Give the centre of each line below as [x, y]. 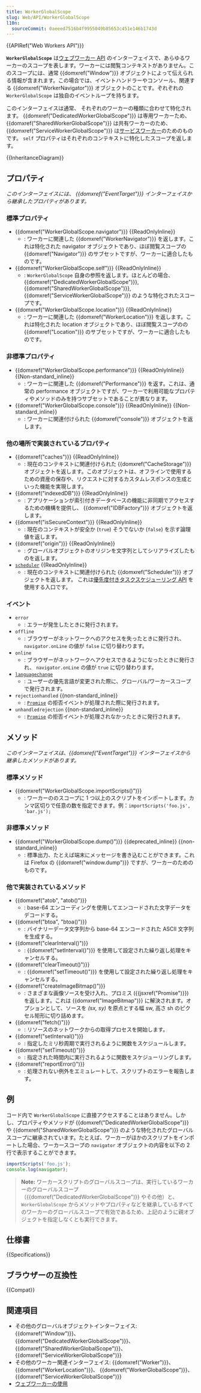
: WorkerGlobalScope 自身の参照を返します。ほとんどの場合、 [99, 275]
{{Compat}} [20, 1290]
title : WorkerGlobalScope [38, 12]
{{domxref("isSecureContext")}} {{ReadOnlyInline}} [78, 522]
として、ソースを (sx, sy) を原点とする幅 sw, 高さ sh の [112, 1008]
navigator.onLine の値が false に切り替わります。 [86, 646]
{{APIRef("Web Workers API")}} [45, 46]
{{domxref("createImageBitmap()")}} [60, 986]
